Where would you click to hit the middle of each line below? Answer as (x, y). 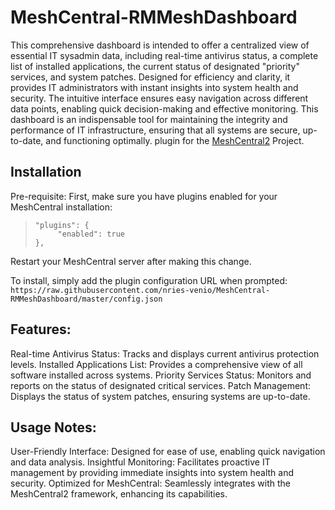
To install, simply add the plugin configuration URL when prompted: (149, 280)
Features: (41, 329)
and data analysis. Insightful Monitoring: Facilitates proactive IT (140, 462)
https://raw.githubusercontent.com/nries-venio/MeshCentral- (140, 290)
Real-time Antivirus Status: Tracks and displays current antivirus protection (165, 353)
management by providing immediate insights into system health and (152, 473)
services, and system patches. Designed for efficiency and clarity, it (150, 77)
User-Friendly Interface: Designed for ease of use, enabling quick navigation (168, 452)
